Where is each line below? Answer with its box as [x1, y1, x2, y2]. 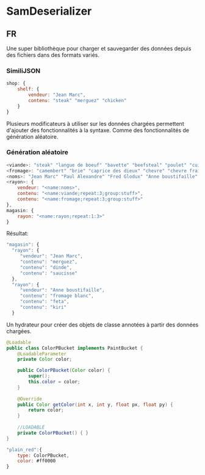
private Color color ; [17, 356, 72, 363]
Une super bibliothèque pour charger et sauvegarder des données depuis [6, 45, 192, 52]
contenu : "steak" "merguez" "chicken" [28, 97, 127, 103]
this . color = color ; [28, 379, 81, 385]
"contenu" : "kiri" [20, 304, 67, 311]
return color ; [28, 407, 64, 413]
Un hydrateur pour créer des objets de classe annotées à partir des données [6, 321, 199, 328]
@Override [17, 396, 43, 402]
